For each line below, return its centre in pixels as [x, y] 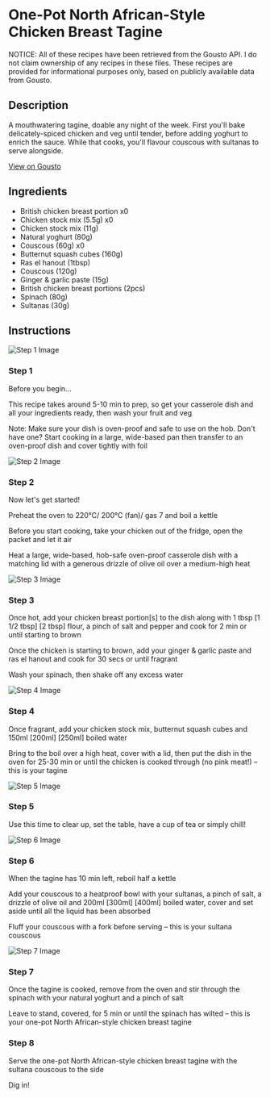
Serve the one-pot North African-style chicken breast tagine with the [123, 1060]
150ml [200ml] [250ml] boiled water [68, 737]
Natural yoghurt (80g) [56, 236]
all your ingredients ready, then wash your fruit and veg [100, 412]
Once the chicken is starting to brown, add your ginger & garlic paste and [130, 650]
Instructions [39, 330]
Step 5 [21, 807]
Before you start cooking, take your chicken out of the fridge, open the [126, 531]
